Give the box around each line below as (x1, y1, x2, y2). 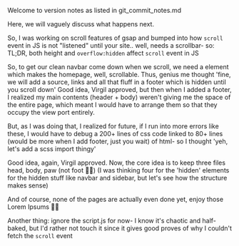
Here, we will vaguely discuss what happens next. (7, 20, 155, 28)
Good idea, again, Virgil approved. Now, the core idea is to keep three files (7, 158, 226, 167)
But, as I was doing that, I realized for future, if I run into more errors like (7, 122, 219, 130)
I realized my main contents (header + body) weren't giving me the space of (7, 93, 231, 101)
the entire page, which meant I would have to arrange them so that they (7, 101, 218, 109)
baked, (7, 224, 28, 232)
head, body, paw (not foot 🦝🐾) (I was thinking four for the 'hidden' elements (7, 166, 230, 174)
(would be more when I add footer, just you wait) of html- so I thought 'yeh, (7, 137, 228, 145)
